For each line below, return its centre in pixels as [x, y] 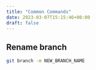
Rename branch [37, 47]
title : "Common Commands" [39, 12]
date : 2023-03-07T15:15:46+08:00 [48, 17]
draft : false [23, 23]
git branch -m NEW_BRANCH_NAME [46, 61]
